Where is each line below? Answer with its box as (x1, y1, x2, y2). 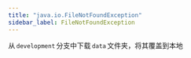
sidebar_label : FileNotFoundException (8, 19, 135, 26)
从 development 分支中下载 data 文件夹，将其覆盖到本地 (8, 40, 183, 50)
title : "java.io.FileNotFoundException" (8, 11, 143, 19)
